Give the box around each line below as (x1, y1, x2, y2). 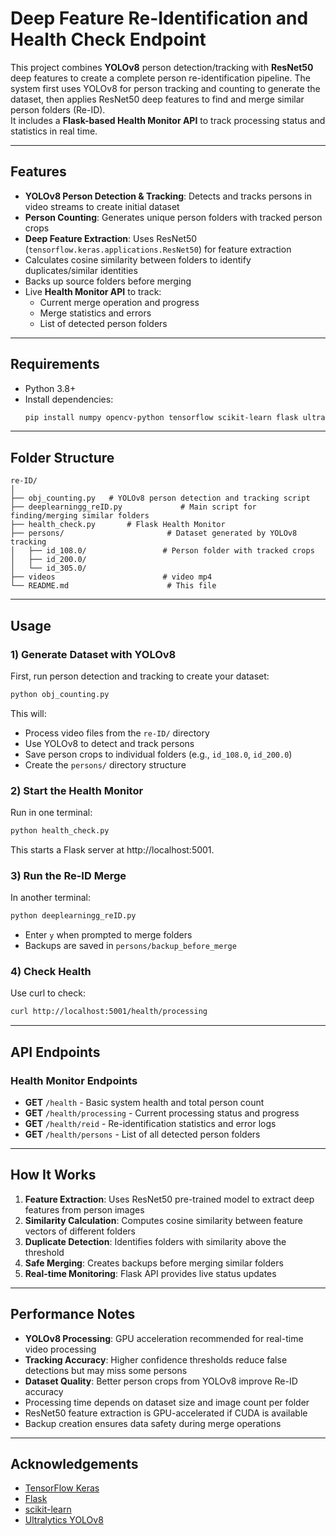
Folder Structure (10, 449, 115, 466)
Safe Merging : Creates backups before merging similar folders (24, 1257, 284, 1269)
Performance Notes (10, 1306, 136, 1323)
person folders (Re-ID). (10, 103, 106, 116)
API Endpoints (10, 1043, 101, 1061)
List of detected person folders (39, 317, 168, 329)
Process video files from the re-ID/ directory (24, 727, 210, 739)
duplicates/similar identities (24, 264, 138, 276)
